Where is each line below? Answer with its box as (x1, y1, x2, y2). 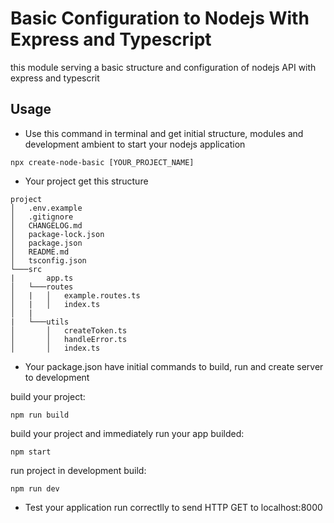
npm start (10, 447, 52, 457)
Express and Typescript (10, 28, 212, 51)
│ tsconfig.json (10, 255, 87, 266)
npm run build (10, 410, 70, 420)
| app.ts (10, 273, 74, 283)
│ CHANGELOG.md (10, 220, 83, 231)
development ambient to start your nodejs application (24, 138, 246, 150)
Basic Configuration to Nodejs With (10, 7, 310, 30)
